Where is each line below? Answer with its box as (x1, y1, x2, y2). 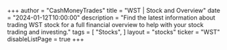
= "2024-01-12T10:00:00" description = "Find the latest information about (7, 14, 216, 22)
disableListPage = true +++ (7, 35, 84, 43)
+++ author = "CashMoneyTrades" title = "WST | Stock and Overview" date (7, 7, 221, 14)
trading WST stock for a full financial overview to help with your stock (7, 21, 204, 28)
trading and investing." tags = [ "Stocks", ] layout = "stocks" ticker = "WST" (7, 28, 221, 36)
